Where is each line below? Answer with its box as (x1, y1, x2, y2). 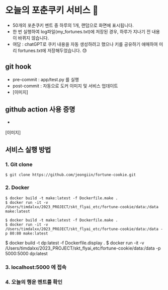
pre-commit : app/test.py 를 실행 (12, 76, 79, 82)
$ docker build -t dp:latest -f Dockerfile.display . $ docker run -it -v (5, 240, 144, 246)
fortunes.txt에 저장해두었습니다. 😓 (18, 47, 87, 53)
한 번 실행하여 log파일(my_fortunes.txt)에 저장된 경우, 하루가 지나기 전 (12, 28, 151, 34)
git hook (5, 63, 32, 71)
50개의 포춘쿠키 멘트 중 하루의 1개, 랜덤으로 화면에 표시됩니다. (12, 22, 134, 28)
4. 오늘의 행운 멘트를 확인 (5, 278, 63, 285)
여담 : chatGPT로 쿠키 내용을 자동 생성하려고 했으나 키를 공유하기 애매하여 (12, 41, 158, 47)
